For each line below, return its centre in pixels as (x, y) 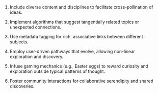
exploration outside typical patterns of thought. (57, 71)
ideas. (16, 12)
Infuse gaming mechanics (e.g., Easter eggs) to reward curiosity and (79, 66)
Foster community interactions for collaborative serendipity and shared (81, 81)
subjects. (19, 42)
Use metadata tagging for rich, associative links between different (76, 37)
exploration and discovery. (37, 57)
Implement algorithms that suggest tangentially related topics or (74, 22)
